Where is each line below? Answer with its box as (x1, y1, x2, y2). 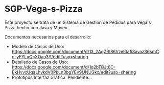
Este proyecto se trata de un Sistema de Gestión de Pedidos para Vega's (4, 19, 151, 25)
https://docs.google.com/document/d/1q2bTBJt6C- (11, 64, 116, 70)
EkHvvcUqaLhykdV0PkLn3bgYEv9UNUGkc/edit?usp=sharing (11, 69, 136, 75)
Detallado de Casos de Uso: (11, 59, 68, 65)
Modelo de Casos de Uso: (11, 43, 65, 49)
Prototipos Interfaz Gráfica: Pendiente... (11, 74, 92, 80)
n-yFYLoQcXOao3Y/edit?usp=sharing (11, 53, 89, 59)
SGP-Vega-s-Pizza (4, 3, 83, 15)
